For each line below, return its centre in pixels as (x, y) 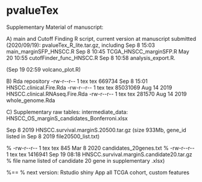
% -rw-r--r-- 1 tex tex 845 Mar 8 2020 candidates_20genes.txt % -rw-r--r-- (100, 148)
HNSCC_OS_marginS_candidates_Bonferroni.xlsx (67, 118)
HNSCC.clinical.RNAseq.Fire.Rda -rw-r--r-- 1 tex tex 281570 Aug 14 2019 (96, 94)
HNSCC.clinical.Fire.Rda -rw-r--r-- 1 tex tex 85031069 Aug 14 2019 (89, 87)
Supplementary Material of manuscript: (55, 27)
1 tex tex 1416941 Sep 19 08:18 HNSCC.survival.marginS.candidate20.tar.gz (99, 154)
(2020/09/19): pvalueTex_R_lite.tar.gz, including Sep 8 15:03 (81, 45)
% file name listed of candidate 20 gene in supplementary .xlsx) (86, 160)
